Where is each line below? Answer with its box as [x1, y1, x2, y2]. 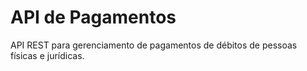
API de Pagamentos [10, 6, 177, 29]
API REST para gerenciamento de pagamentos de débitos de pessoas [10, 39, 298, 51]
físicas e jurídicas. [10, 49, 85, 61]
